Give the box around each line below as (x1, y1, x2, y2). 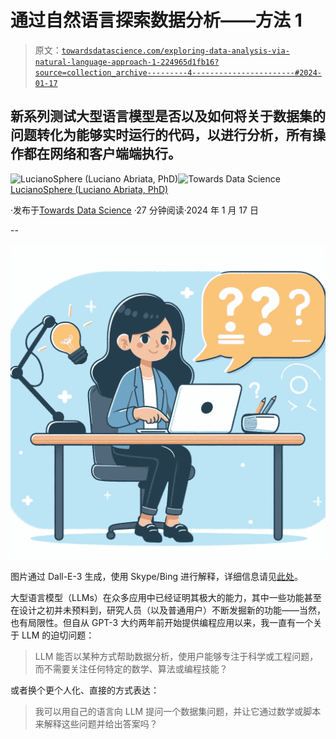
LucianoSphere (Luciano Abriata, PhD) (10, 183, 169, 195)
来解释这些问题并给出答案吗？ (34, 717, 158, 730)
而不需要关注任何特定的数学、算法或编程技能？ (34, 662, 228, 675)
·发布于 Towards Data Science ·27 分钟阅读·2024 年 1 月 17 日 (10, 204, 259, 216)
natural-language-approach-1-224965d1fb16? (34, 57, 220, 67)
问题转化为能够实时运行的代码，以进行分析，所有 (10, 127, 313, 144)
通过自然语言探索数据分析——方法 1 (10, 9, 303, 32)
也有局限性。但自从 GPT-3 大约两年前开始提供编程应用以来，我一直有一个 (10, 616, 314, 628)
